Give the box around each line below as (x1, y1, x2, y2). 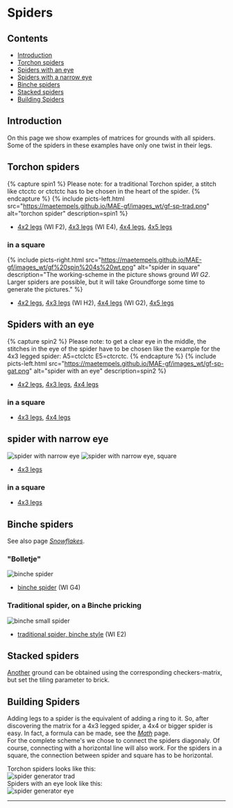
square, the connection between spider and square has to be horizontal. (7, 751, 214, 759)
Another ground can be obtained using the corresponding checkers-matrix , (7, 668, 223, 677)
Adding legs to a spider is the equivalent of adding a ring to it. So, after (7, 714, 209, 723)
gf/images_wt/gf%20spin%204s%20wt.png (7, 262, 134, 271)
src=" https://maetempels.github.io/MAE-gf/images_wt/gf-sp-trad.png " (7, 201, 210, 210)
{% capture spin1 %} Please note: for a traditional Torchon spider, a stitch (7, 179, 217, 188)
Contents (7, 33, 49, 44)
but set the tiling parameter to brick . (7, 675, 110, 684)
